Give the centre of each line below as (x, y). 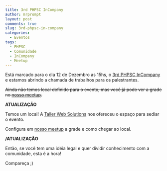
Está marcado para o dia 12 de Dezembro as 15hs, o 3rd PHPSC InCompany (83, 75)
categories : (17, 33)
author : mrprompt (23, 14)
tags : (11, 42)
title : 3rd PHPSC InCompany (34, 10)
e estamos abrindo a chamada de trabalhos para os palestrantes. (72, 80)
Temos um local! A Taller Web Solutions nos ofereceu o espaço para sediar (82, 114)
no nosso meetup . (24, 95)
